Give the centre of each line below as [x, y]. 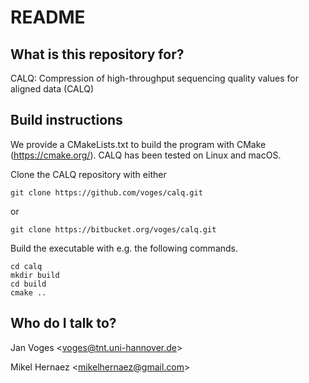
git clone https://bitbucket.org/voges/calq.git [113, 229]
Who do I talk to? [63, 323]
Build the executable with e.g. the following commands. [124, 248]
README [48, 17]
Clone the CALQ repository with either [88, 174]
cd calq [26, 266]
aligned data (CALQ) [52, 89]
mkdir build [35, 275]
